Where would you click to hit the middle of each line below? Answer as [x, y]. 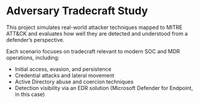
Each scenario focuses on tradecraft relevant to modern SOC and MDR [93, 51]
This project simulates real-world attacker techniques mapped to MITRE [94, 27]
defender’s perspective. [35, 40]
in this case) [30, 94]
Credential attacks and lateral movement [64, 75]
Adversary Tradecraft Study [77, 11]
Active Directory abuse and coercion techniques [74, 82]
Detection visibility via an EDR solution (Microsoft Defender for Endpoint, [104, 88]
